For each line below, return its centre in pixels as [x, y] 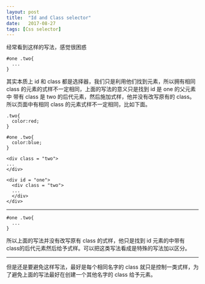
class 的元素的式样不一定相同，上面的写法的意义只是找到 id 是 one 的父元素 [101, 89]
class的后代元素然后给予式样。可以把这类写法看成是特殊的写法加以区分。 [99, 249]
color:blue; [27, 143]
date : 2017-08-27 [31, 23]
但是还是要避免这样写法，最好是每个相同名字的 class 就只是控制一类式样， [100, 267]
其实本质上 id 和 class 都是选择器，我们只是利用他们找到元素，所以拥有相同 [101, 82]
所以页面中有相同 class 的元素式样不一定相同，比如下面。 [78, 104]
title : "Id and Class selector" [49, 18]
